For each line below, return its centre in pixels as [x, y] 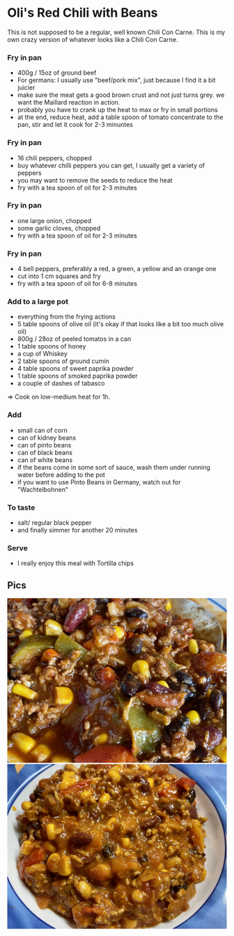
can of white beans [45, 460]
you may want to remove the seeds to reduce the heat [95, 180]
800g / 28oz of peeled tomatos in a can [74, 339]
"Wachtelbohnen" [43, 489]
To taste [21, 507]
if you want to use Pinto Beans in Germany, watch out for [99, 482]
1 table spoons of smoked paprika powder [77, 376]
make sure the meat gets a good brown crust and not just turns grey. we [121, 95]
